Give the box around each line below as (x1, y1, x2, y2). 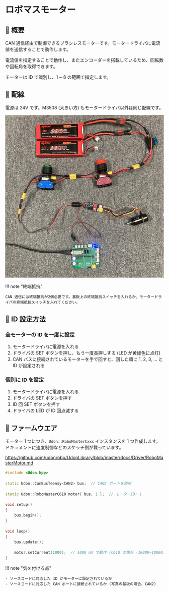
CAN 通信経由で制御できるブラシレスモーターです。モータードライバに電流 (5, 40, 161, 46)
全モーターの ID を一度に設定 (5, 331, 75, 338)
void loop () (5, 528, 30, 534)
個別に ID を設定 (5, 376, 44, 383)
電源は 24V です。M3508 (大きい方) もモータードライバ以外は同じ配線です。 (5, 104, 163, 110)
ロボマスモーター (5, 4, 76, 16)
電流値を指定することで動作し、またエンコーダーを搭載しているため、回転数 (5, 57, 164, 63)
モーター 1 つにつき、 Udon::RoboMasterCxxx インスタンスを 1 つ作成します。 (5, 438, 161, 444)
